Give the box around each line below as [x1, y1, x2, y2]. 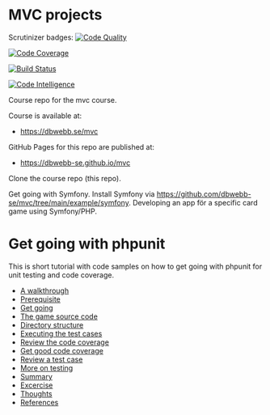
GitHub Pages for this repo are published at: [8, 142, 155, 151]
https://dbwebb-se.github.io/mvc [19, 158, 131, 167]
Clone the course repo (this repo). [8, 173, 121, 183]
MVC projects [8, 6, 103, 24]
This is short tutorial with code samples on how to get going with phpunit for [8, 261, 263, 271]
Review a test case [19, 354, 83, 364]
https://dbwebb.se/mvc [19, 126, 99, 136]
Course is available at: [8, 111, 82, 121]
